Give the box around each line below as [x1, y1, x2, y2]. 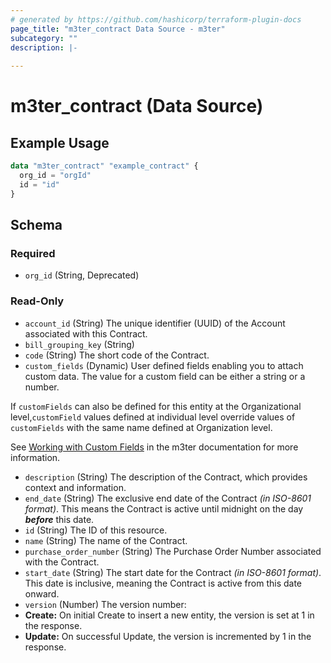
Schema [10, 217, 63, 234]
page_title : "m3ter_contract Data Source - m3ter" [10, 24, 226, 34]
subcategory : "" [10, 33, 78, 43]
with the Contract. [24, 556, 100, 568]
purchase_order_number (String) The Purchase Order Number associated [24, 545, 322, 557]
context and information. [24, 481, 127, 493]
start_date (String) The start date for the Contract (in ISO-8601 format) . [24, 566, 322, 578]
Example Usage [10, 134, 110, 151]
